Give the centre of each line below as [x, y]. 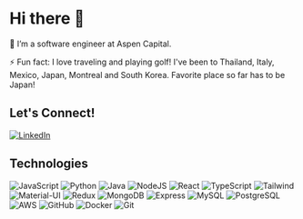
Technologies [49, 164]
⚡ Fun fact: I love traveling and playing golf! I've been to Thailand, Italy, [142, 62]
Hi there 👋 [47, 19]
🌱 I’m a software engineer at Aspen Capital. [91, 44]
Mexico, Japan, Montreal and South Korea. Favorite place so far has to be [147, 75]
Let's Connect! [52, 113]
